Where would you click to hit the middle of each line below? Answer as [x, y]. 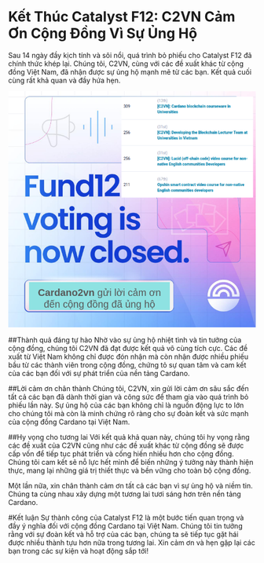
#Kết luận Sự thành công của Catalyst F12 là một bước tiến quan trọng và [126, 517]
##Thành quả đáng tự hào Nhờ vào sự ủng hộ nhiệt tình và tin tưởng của [125, 340]
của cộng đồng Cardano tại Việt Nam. [69, 422]
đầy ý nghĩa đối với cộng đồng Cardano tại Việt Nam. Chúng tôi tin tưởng [125, 526]
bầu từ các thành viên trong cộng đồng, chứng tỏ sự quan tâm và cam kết [127, 365]
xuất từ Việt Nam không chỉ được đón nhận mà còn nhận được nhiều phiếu [128, 356]
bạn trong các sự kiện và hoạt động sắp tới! [79, 551]
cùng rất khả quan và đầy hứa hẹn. [64, 80]
